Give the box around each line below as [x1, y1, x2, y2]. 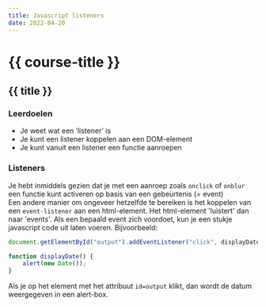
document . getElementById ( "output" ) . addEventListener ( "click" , [8, 238, 218, 246]
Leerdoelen [8, 108, 53, 119]
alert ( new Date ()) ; [22, 260, 87, 267]
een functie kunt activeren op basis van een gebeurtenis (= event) [8, 189, 224, 199]
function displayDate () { [8, 252, 93, 260]
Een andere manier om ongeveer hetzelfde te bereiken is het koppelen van [8, 197, 252, 207]
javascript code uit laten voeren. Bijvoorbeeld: [8, 222, 158, 232]
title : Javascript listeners [8, 11, 104, 20]
